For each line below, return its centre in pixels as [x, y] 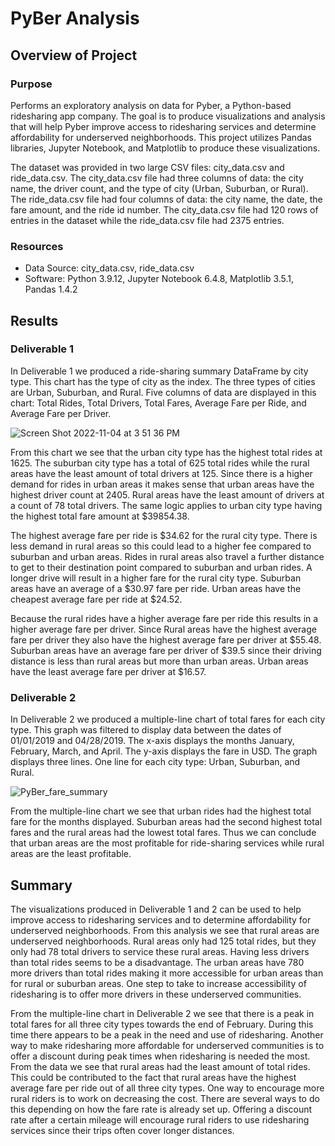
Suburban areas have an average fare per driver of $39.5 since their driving [166, 650]
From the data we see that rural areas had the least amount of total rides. [160, 1066]
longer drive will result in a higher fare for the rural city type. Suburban [156, 578]
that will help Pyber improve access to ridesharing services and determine [163, 126]
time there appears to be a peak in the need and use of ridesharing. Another [167, 1034]
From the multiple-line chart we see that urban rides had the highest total [161, 811]
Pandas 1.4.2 [51, 289]
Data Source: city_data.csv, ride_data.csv [109, 268]
